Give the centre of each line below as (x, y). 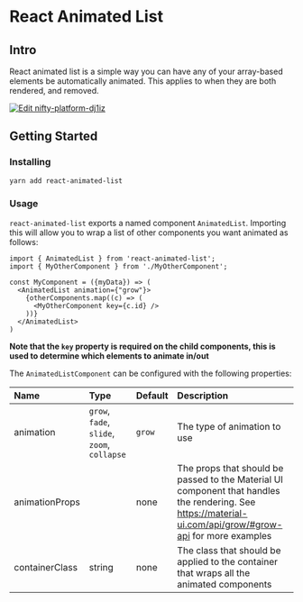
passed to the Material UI (230, 479)
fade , (100, 422)
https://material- (212, 513)
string (101, 567)
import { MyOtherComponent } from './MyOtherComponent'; (119, 266)
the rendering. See (216, 502)
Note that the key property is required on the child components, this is (143, 346)
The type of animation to (229, 426)
